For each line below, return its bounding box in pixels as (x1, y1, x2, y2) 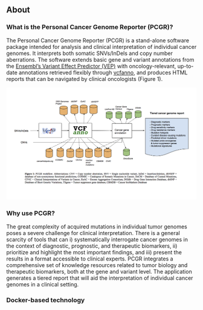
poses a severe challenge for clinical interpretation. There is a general (6, 229, 180, 236)
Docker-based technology (6, 295, 85, 304)
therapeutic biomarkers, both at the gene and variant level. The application (6, 268, 192, 275)
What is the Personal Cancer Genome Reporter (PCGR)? (6, 23, 173, 31)
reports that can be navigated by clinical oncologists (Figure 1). (6, 75, 163, 82)
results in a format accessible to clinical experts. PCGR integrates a (6, 255, 173, 262)
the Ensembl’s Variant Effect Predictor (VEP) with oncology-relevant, (6, 62, 176, 69)
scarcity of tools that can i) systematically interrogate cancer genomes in (6, 236, 188, 243)
